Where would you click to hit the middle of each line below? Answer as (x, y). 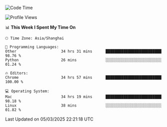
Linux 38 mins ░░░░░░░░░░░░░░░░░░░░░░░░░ (83, 106)
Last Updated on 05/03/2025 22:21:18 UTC (49, 119)
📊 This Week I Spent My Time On (40, 27)
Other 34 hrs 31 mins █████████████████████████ (83, 51)
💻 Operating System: (27, 91)
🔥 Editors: (17, 73)
